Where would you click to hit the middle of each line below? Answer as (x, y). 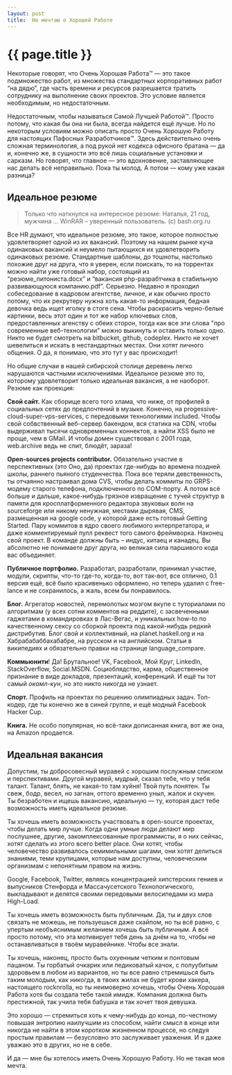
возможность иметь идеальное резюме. (68, 808)
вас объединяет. (32, 555)
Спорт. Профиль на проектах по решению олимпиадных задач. (101, 697)
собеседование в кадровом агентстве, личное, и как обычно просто (109, 294)
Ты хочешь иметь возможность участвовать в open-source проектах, (111, 822)
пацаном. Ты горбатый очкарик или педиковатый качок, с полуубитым (113, 965)
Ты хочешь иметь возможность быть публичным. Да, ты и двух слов (110, 915)
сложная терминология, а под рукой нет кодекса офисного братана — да (116, 146)
